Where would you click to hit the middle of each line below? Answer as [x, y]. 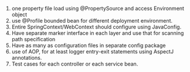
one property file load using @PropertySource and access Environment [98, 8]
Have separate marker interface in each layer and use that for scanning [98, 33]
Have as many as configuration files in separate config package [89, 45]
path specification [33, 39]
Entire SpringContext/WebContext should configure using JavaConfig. [96, 27]
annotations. [27, 58]
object [19, 15]
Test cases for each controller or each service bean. [75, 64]
